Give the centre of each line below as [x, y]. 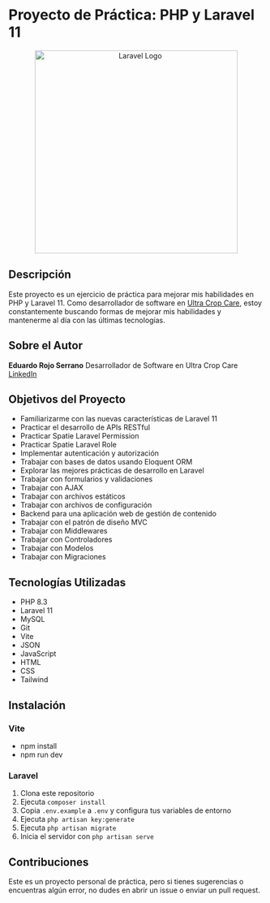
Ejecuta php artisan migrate [68, 828]
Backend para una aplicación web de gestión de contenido [118, 514]
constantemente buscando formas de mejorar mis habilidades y [115, 311]
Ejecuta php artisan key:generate [77, 819]
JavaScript [38, 654]
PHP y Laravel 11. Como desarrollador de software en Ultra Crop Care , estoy [135, 303]
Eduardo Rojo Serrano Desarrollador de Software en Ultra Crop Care [123, 365]
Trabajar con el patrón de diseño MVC [84, 522]
